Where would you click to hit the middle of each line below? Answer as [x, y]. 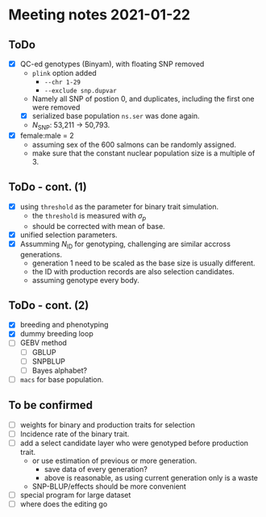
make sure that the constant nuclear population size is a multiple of [143, 153]
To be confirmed [51, 405]
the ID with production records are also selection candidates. [133, 271]
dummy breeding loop [57, 334]
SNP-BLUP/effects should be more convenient [109, 486]
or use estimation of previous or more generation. [114, 461]
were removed [56, 107]
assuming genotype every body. [85, 280]
